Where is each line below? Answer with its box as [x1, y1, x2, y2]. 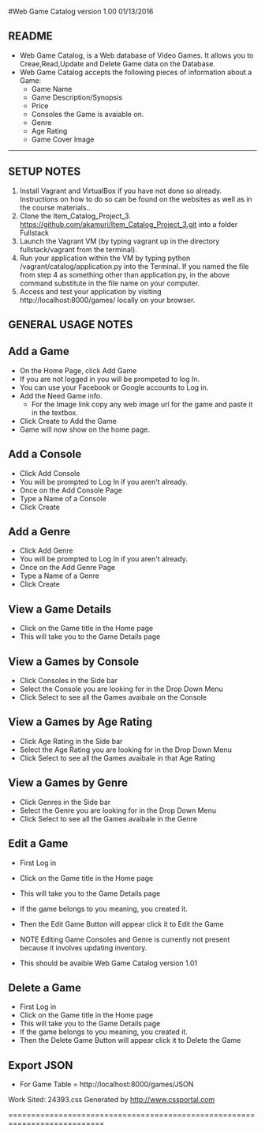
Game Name [31, 84, 73, 93]
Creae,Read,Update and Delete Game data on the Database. [19, 59, 215, 68]
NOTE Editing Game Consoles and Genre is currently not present [19, 935, 230, 944]
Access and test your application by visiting [19, 286, 162, 296]
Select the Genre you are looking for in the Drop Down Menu [19, 806, 217, 815]
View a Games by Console [8, 655, 140, 668]
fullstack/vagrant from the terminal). [19, 244, 138, 254]
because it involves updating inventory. [19, 942, 147, 952]
